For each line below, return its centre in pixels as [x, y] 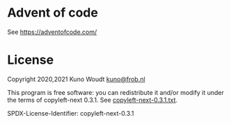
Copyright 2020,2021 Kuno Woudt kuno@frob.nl [76, 79]
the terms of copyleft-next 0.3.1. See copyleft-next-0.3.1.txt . [93, 100]
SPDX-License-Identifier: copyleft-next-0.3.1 [71, 113]
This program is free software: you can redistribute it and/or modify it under [115, 92]
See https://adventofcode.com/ [52, 32]
